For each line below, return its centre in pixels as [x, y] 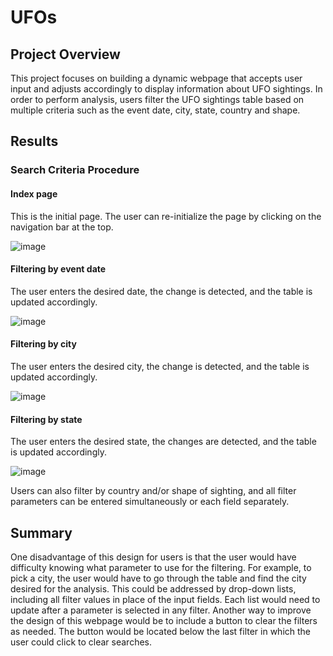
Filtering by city [43, 344]
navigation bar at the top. [62, 227]
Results [34, 141]
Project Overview [65, 54]
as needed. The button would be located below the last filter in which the [161, 631]
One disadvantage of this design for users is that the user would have [153, 557]
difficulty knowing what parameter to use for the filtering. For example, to [161, 567]
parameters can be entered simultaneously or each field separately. [150, 502]
